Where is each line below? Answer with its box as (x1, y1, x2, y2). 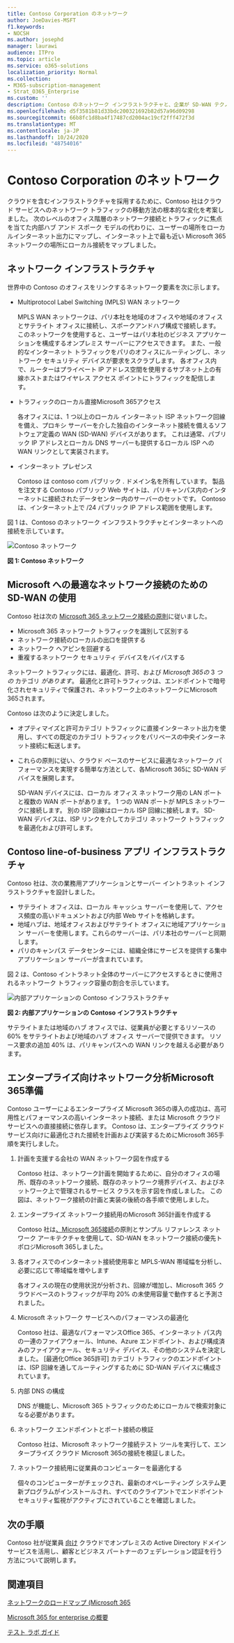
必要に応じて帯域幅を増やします (17, 1266, 109, 1275)
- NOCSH (7, 29, 30, 37)
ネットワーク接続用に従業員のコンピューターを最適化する (17, 1464, 182, 1472)
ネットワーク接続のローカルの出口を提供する (17, 636, 146, 644)
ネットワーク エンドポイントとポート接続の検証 (17, 1426, 154, 1434)
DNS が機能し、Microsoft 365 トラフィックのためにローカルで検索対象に (17, 1402, 227, 1410)
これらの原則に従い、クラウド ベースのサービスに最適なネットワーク (17, 756, 214, 764)
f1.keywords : (7, 23, 45, 30)
